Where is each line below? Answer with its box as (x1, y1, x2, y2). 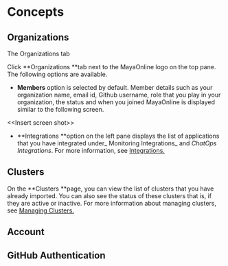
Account (7, 226, 45, 238)
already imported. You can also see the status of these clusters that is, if (7, 191, 212, 199)
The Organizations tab (7, 49, 70, 58)
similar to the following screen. (16, 106, 104, 113)
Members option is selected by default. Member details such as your (16, 84, 213, 91)
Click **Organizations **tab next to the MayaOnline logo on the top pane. (7, 63, 216, 71)
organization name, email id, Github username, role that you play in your (16, 90, 221, 99)
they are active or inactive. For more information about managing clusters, (7, 199, 217, 207)
